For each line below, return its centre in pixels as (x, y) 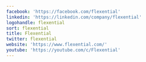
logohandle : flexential (36, 22)
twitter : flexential (32, 39)
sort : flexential (28, 28)
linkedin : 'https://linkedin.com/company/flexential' (74, 17)
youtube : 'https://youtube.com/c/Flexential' (63, 50)
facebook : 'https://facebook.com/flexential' (63, 12)
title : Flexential (29, 34)
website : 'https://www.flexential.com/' (57, 45)
